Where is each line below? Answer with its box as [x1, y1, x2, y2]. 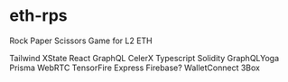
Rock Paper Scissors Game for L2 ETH [9, 35, 153, 46]
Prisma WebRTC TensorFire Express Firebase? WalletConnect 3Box [9, 62, 260, 73]
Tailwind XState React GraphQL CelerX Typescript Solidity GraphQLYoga [9, 52, 280, 63]
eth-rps [9, 5, 68, 26]
